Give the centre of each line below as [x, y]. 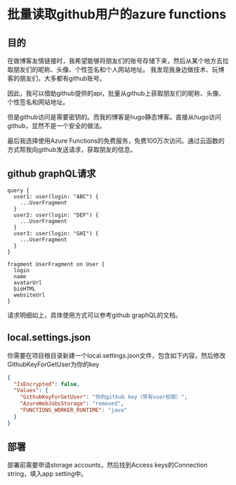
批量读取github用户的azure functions [117, 14]
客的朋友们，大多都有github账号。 [57, 78]
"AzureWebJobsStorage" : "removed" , [72, 404]
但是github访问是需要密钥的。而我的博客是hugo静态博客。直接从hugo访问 [114, 117]
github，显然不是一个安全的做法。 [57, 126]
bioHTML [25, 289]
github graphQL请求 [52, 174]
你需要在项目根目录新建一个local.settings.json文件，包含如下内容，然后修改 [117, 355]
